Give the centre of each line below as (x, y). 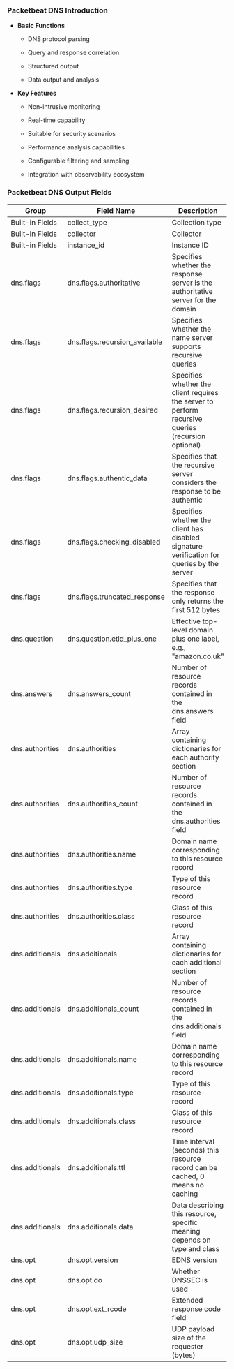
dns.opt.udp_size (95, 1342)
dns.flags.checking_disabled (114, 542)
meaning (186, 1231)
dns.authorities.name (102, 854)
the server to (193, 401)
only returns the (198, 601)
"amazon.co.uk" (198, 656)
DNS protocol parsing (59, 39)
